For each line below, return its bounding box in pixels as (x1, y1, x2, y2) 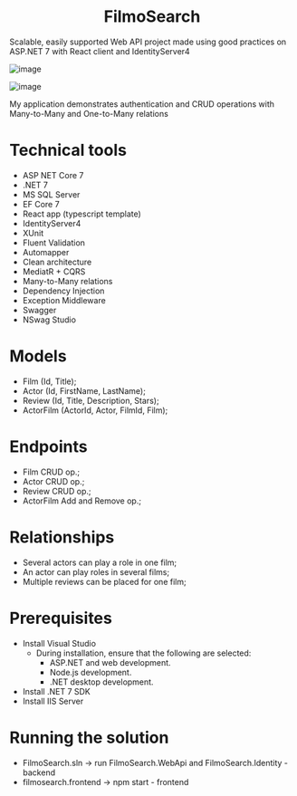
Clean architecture (22, 256, 92, 267)
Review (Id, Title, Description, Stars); (22, 395, 160, 406)
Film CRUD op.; (22, 466, 80, 477)
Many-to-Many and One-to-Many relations (9, 108, 169, 119)
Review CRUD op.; (22, 485, 91, 496)
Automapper (22, 246, 70, 257)
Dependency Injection (22, 285, 105, 296)
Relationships (9, 527, 115, 547)
